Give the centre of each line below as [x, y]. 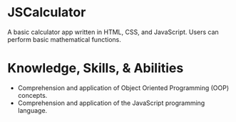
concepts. [32, 95]
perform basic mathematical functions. [64, 39]
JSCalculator [47, 12]
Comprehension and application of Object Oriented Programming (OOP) [123, 88]
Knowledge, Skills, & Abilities [96, 68]
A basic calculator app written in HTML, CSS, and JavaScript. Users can [113, 32]
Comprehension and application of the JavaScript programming [111, 103]
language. [32, 110]
